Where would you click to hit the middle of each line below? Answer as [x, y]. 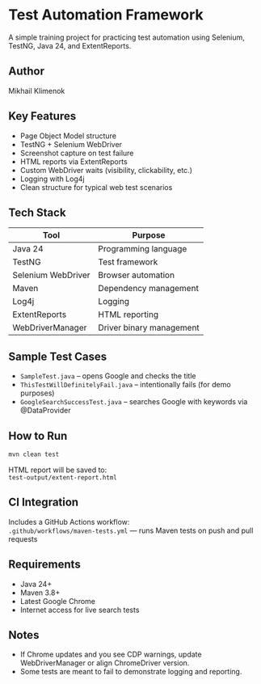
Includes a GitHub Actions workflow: [69, 521]
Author [26, 72]
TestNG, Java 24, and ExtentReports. [70, 45]
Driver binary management [149, 327]
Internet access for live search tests [80, 610]
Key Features [42, 116]
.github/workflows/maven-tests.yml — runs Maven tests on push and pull [131, 530]
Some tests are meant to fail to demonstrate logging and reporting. [131, 672]
